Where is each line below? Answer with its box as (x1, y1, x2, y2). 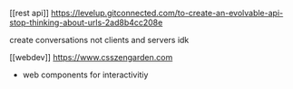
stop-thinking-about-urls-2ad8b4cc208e (9, 17, 163, 28)
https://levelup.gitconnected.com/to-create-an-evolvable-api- (51, 8, 284, 18)
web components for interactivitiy (22, 69, 149, 80)
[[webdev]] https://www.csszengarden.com (9, 52, 173, 62)
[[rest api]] (9, 8, 50, 18)
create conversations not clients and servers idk (9, 35, 190, 45)
